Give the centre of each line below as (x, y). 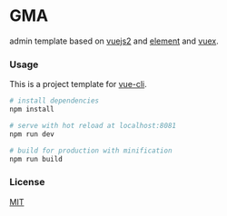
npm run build (36, 159)
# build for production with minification (91, 151)
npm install (32, 110)
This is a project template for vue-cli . (78, 84)
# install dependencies (54, 101)
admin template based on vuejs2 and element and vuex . (114, 41)
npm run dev (32, 134)
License (27, 182)
